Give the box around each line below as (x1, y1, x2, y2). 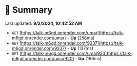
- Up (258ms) (67, 35, 95, 41)
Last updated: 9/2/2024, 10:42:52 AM (4, 20, 82, 26)
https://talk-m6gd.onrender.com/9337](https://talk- (21, 40, 124, 46)
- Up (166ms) (75, 55, 102, 61)
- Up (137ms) (67, 45, 94, 51)
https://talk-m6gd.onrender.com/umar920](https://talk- (21, 50, 132, 56)
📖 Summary (4, 4, 53, 16)
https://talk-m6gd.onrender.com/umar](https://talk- (21, 30, 124, 35)
